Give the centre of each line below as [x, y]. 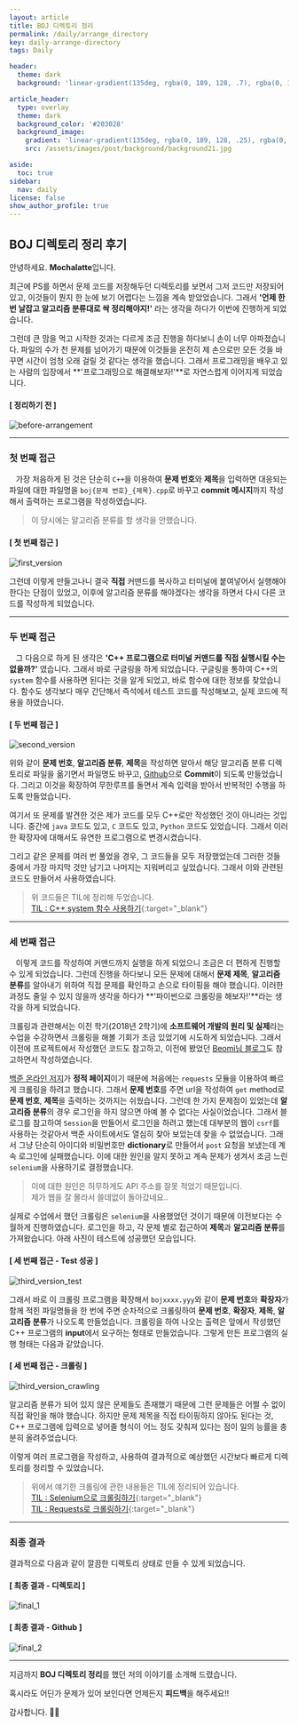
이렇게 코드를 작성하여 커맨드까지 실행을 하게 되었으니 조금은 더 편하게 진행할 [148, 963]
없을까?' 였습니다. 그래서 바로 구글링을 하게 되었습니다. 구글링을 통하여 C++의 [144, 668]
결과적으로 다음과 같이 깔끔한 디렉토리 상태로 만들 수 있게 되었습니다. [127, 1563]
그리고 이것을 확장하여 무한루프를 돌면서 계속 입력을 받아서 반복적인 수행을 [149, 785]
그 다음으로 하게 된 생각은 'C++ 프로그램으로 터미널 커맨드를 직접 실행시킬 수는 [150, 658]
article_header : [39, 99]
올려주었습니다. [51, 1437]
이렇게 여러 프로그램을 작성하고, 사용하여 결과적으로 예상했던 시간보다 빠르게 [141, 1456]
